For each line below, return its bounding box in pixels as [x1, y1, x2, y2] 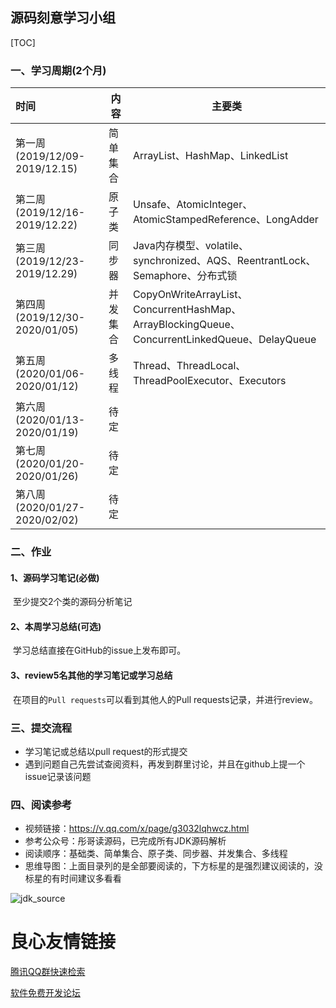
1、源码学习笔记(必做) [10, 571, 100, 583]
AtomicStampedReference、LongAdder [132, 213, 319, 227]
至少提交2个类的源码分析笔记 [12, 596, 133, 608]
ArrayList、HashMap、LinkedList [132, 149, 289, 163]
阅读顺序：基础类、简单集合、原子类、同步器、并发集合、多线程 [24, 848, 288, 860]
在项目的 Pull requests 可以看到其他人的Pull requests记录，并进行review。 [12, 693, 318, 705]
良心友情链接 [10, 931, 117, 953]
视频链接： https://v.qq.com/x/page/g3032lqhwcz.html [24, 823, 250, 835]
